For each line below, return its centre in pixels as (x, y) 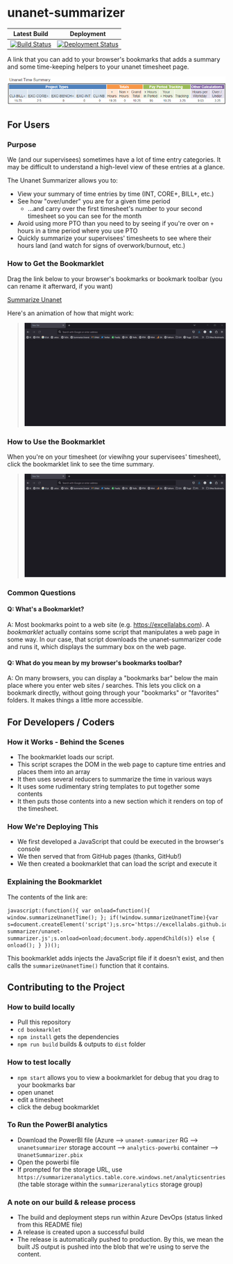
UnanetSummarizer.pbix (50, 1155)
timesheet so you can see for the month (85, 216)
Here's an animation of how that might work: (70, 313)
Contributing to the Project (66, 987)
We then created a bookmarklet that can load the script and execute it (117, 864)
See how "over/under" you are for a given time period (94, 201)
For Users (29, 125)
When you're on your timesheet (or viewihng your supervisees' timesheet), (114, 457)
